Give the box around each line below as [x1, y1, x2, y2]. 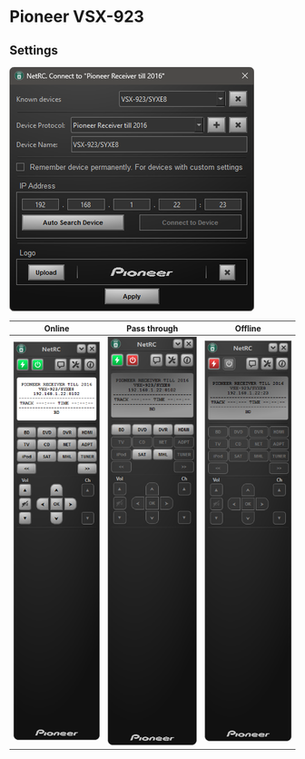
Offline [234, 322, 261, 333]
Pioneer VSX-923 [9, 6, 145, 27]
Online [44, 322, 70, 333]
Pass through [126, 322, 179, 333]
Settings [9, 43, 59, 58]
